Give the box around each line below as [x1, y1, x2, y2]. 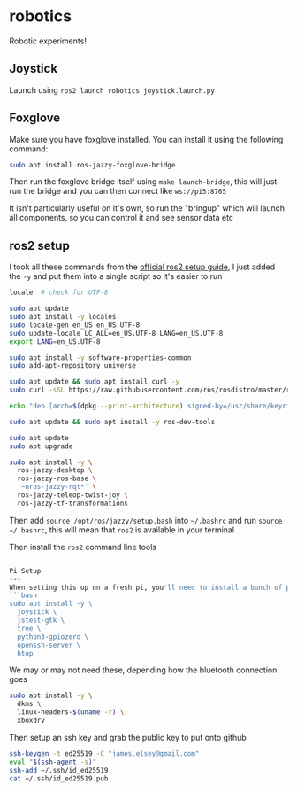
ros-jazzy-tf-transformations [17, 499, 128, 508]
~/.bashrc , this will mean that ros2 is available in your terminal [9, 524, 235, 535]
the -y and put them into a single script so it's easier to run [9, 271, 223, 282]
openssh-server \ [17, 641, 81, 649]
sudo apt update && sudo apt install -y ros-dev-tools [9, 417, 216, 426]
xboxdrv [17, 716, 46, 725]
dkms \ [17, 700, 42, 709]
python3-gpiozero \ [17, 632, 89, 641]
